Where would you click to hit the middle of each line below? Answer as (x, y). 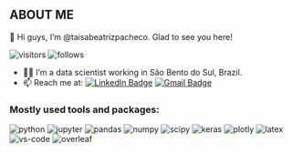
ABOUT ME (42, 15)
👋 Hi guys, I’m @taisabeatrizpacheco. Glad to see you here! (121, 36)
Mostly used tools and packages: (84, 109)
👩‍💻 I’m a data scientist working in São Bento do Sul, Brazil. (132, 72)
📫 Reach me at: (53, 82)
